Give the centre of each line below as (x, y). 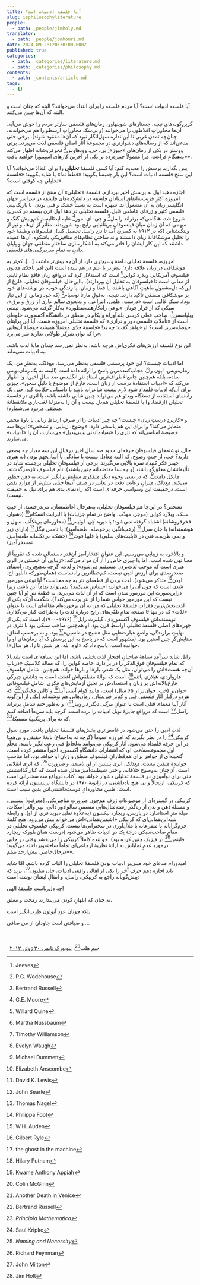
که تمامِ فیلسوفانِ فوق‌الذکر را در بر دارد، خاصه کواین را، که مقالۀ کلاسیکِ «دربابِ (96, 663)
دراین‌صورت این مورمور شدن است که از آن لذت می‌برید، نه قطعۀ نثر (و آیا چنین (94, 592)
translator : (21, 34)
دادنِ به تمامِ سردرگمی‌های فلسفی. (45, 250)
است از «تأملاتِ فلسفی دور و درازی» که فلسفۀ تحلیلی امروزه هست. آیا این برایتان (98, 321)
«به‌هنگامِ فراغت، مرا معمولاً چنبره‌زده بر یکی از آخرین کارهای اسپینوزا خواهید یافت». (99, 156)
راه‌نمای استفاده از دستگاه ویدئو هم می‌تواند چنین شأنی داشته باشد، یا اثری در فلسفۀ (99, 395)
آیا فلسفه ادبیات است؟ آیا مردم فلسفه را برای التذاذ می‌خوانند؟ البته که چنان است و (99, 106)
